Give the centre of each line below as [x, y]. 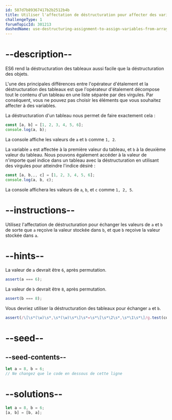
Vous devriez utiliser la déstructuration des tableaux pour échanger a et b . [83, 308]
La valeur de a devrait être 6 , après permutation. [56, 270]
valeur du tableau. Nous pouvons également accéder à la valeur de [76, 154]
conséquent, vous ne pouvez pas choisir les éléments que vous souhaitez [83, 100]
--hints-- [25, 256]
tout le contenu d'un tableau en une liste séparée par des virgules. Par [79, 95]
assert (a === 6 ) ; [24, 279]
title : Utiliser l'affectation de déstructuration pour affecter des [81, 15]
